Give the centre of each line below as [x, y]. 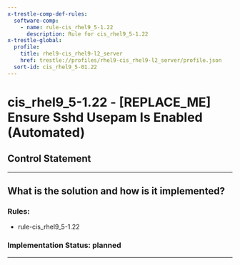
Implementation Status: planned [64, 245]
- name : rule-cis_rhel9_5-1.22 [67, 27]
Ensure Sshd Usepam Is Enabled [105, 117]
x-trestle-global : [35, 41]
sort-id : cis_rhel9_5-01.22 [56, 67]
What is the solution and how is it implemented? [116, 191]
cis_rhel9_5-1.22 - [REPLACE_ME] [109, 102]
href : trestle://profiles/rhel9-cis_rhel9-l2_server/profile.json [121, 61]
